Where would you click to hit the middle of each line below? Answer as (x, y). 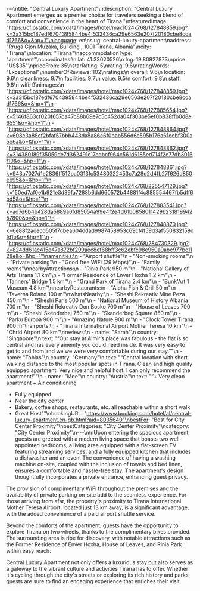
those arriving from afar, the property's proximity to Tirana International (94, 501)
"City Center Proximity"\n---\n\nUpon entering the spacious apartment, (102, 433)
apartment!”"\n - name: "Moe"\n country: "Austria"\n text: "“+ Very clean (96, 376)
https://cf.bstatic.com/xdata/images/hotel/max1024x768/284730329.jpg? (99, 243)
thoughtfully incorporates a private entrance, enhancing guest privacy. (101, 477)
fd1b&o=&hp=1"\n (28, 237)
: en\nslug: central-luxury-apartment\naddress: (134, 40)
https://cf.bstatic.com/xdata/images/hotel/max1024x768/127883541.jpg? (98, 205)
